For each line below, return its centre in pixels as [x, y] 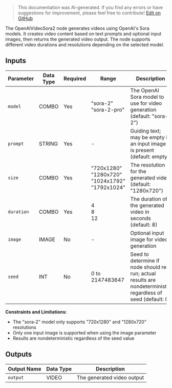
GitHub [25, 18]
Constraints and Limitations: [36, 312]
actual [148, 273]
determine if [145, 261]
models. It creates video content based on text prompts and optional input [83, 34]
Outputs [19, 354]
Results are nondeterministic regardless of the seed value [73, 338]
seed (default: [147, 299]
